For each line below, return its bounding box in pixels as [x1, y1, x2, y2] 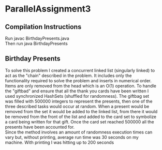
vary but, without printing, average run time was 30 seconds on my [5, 134, 139, 140]
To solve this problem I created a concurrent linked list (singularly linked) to [5, 67, 155, 73]
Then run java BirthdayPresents [5, 41, 68, 46]
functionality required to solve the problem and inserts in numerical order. [5, 77, 152, 83]
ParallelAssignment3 [5, 3, 91, 15]
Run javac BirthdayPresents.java [5, 35, 69, 41]
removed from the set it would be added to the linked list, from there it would [5, 108, 158, 114]
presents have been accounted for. [5, 124, 75, 130]
